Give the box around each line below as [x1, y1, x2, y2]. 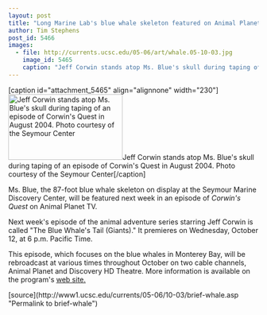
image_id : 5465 [22, 56, 73, 64]
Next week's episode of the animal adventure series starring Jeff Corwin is [8, 216, 253, 227]
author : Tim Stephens [8, 26, 80, 34]
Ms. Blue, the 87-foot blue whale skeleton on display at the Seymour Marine [8, 185, 257, 194]
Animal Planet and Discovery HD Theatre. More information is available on [8, 266, 250, 275]
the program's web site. [8, 274, 86, 284]
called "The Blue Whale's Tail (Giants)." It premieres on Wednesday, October [8, 225, 258, 235]
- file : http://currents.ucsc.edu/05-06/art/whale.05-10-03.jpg [15, 49, 233, 56]
